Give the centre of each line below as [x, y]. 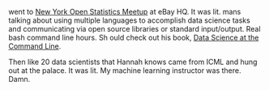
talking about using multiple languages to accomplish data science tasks [130, 20]
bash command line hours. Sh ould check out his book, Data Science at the [134, 37]
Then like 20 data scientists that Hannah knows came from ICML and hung [133, 62]
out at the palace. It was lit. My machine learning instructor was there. [125, 71]
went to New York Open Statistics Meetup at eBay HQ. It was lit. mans [125, 12]
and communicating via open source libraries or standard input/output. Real [134, 29]
